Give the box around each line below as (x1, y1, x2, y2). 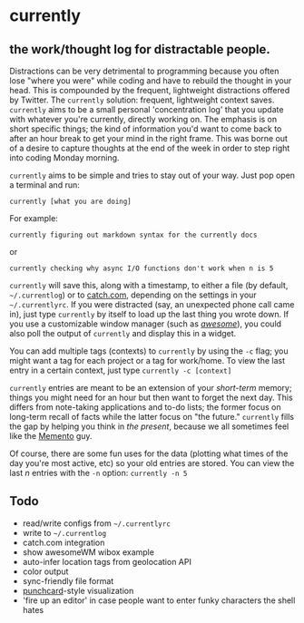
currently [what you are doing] (9, 197, 132, 206)
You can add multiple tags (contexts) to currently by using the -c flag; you (9, 346, 289, 356)
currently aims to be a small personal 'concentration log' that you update (9, 104, 284, 114)
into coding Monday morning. (9, 152, 120, 163)
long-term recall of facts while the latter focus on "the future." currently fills (9, 412, 295, 422)
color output (22, 566, 69, 577)
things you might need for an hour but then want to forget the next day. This (9, 392, 293, 403)
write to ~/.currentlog (22, 527, 107, 538)
